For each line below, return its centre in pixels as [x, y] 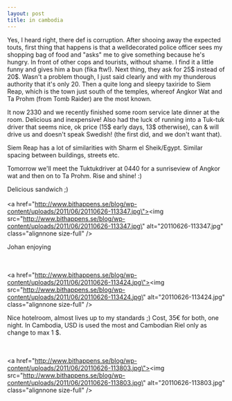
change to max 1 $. [34, 332]
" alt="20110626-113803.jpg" [184, 382]
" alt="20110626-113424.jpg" [184, 297]
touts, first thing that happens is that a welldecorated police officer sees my [115, 47]
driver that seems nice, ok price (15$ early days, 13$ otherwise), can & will [113, 127]
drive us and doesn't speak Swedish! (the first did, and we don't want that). [115, 134]
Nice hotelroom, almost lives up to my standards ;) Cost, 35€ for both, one [113, 318]
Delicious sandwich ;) [38, 189]
